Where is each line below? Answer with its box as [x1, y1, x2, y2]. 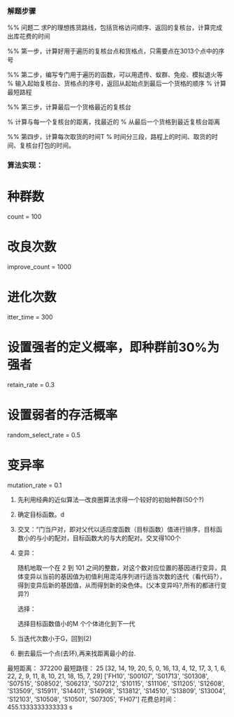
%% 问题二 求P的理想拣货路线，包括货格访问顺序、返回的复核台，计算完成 [7, 23, 223, 32]
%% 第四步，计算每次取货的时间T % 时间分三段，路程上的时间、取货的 [7, 133, 212, 141]
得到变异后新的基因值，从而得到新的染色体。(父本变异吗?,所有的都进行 [17, 581, 221, 589]
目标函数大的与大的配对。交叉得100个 [72, 533, 182, 542]
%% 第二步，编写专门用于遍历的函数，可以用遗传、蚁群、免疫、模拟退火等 [7, 71, 224, 79]
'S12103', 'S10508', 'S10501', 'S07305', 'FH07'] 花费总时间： [7, 695, 178, 703]
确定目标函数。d [17, 510, 65, 519]
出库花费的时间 [7, 32, 50, 41]
